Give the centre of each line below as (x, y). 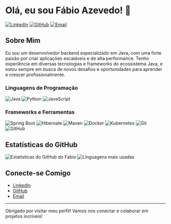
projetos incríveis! (24, 216)
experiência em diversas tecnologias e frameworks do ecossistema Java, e (84, 64)
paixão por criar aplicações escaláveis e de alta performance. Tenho (77, 58)
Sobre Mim (23, 41)
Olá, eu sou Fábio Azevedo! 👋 (68, 10)
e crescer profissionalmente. (35, 74)
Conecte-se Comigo (38, 173)
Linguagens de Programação (42, 88)
